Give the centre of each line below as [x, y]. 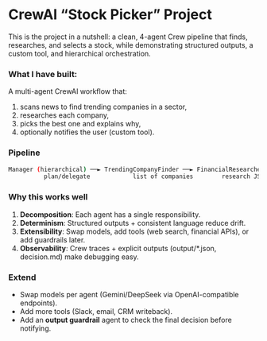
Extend [22, 277]
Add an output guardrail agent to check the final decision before [126, 320]
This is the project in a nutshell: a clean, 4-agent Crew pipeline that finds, [128, 37]
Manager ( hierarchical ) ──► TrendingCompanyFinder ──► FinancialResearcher [136, 169]
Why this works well [48, 197]
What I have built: [43, 74]
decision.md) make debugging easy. [79, 257]
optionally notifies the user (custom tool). [87, 132]
